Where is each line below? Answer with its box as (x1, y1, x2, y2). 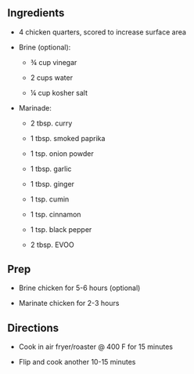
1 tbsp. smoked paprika (30, 133, 106, 143)
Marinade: (18, 103, 52, 112)
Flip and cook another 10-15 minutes (18, 358, 136, 367)
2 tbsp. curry (30, 118, 73, 128)
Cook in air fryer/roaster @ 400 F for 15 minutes (18, 342, 174, 351)
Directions (7, 321, 59, 335)
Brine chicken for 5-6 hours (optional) (18, 283, 141, 292)
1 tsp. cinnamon (30, 209, 81, 219)
